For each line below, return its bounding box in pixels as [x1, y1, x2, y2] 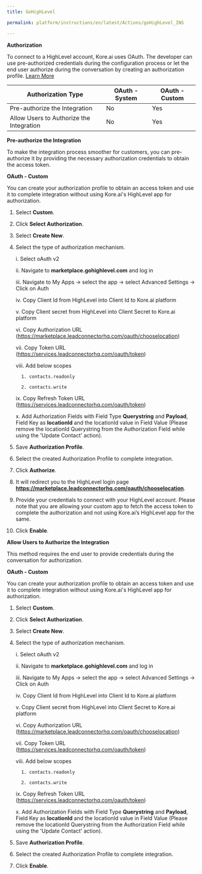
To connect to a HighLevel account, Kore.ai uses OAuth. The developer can [7, 53, 192, 60]
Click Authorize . [15, 466, 56, 474]
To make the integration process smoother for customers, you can [7, 148, 170, 155]
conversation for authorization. [7, 556, 83, 564]
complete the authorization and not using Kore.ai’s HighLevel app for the [15, 509, 194, 516]
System [114, 94, 137, 102]
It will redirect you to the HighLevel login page [15, 478, 129, 485]
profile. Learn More [7, 72, 55, 79]
